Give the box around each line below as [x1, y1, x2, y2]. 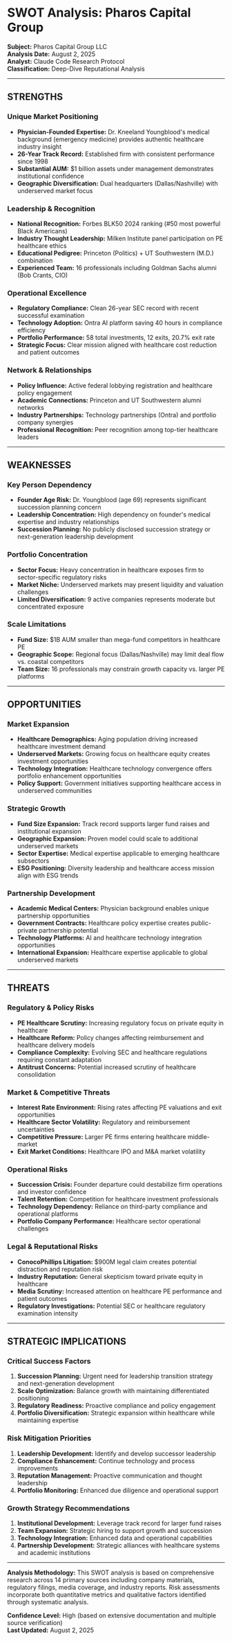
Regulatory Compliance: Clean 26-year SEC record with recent [17, 304, 199, 312]
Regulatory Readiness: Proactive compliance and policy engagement [17, 1401, 216, 1410]
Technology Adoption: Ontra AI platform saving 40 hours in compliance [17, 319, 223, 327]
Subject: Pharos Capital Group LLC [7, 42, 107, 51]
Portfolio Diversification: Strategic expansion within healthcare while [17, 1409, 215, 1417]
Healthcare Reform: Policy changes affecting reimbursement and [17, 1033, 204, 1041]
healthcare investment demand [17, 742, 106, 751]
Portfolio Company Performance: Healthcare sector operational [17, 1217, 202, 1226]
